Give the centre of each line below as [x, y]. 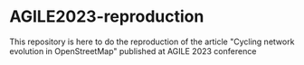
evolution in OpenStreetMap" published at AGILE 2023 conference [133, 51]
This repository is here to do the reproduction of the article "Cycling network [152, 42]
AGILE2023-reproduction [107, 17]
